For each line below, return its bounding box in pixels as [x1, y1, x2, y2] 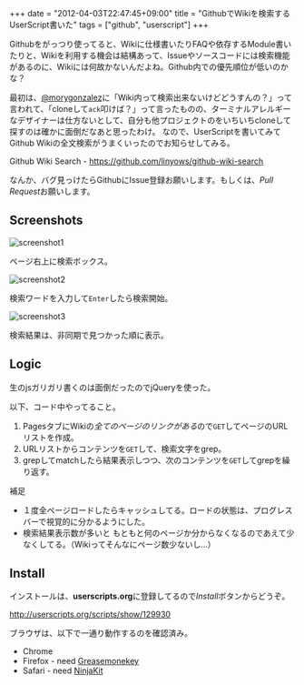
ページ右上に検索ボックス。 [9, 256, 113, 267]
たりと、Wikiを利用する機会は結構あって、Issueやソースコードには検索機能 [9, 50, 290, 61]
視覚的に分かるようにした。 [45, 516, 150, 527]
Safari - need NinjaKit [22, 665, 103, 676]
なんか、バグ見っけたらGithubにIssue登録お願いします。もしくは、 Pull [9, 175, 274, 185]
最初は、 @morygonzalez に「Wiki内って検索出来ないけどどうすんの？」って [9, 92, 293, 103]
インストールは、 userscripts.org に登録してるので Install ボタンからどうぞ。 [9, 590, 290, 602]
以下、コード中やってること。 [9, 401, 121, 412]
